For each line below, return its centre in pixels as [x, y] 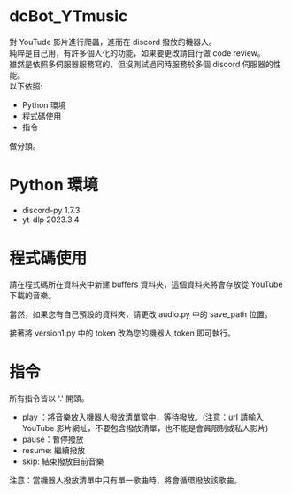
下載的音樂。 [32, 295]
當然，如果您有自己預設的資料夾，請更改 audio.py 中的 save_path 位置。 [141, 314]
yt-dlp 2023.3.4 [50, 220]
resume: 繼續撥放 [54, 450]
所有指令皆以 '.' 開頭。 [50, 398]
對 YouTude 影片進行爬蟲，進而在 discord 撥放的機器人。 [113, 42]
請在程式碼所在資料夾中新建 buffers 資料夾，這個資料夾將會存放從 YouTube [146, 284]
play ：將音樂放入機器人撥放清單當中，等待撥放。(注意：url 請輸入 [142, 417]
